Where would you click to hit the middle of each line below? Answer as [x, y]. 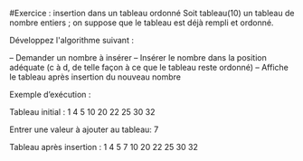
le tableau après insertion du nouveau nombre [95, 77]
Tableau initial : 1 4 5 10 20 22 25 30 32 [82, 112]
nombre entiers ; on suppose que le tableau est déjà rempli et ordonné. [142, 23]
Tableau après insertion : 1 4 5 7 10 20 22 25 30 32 [104, 147]
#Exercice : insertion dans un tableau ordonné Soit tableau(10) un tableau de [152, 13]
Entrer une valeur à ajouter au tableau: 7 [84, 129]
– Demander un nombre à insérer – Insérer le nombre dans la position [138, 57]
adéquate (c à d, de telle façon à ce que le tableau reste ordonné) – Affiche [149, 67]
